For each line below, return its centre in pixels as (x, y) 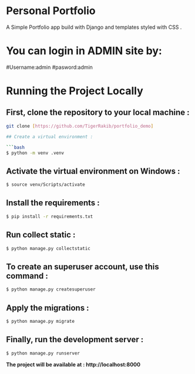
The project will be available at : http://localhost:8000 (73, 364)
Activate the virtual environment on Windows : (93, 171)
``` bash (16, 147)
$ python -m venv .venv (35, 153)
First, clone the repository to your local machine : (98, 113)
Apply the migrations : (48, 308)
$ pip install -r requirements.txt (50, 216)
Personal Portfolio (51, 11)
